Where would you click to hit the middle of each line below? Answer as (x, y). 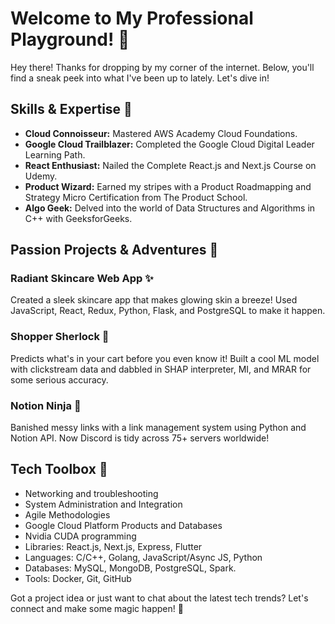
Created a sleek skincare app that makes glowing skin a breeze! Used (154, 300)
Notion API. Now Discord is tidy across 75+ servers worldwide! (140, 438)
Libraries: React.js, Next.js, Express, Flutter (113, 546)
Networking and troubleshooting (91, 493)
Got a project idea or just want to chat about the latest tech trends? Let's (159, 598)
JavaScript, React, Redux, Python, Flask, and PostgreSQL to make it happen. (168, 311)
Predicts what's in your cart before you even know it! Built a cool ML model (165, 358)
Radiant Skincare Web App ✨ (82, 279)
